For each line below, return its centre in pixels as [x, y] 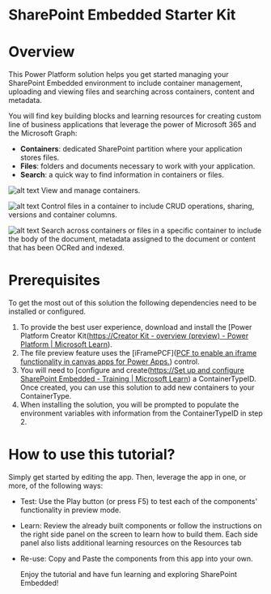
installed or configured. [47, 312]
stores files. [40, 158]
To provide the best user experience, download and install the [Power [136, 327]
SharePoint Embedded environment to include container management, [125, 83]
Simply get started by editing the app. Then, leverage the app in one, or [127, 477]
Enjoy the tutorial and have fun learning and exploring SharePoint [128, 574]
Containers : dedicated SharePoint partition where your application [131, 149]
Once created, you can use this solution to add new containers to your [137, 387]
